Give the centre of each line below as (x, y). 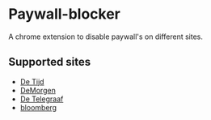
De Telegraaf (42, 99)
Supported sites (50, 62)
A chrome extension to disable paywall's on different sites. (106, 36)
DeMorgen (38, 90)
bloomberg (38, 107)
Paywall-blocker (65, 14)
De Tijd (32, 81)
